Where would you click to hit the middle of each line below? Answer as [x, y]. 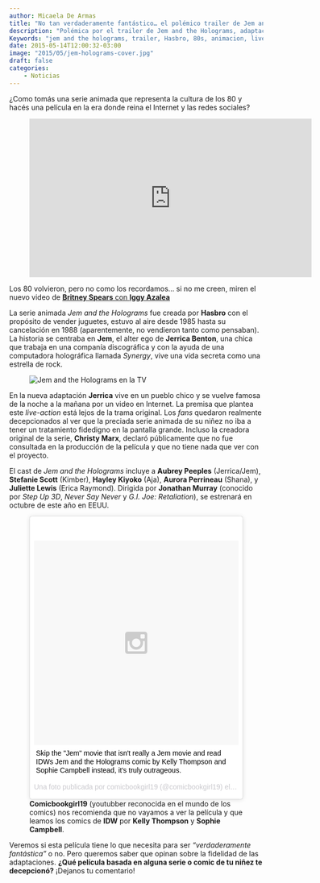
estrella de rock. [36, 364]
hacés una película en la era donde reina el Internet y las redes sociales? [130, 107]
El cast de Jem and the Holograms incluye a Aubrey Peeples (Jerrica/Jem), [135, 471]
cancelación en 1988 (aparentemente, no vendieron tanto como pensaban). [134, 330]
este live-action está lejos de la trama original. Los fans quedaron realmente [135, 412]
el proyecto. [29, 455]
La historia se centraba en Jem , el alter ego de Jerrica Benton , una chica [131, 338]
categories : [29, 68]
